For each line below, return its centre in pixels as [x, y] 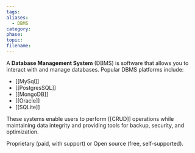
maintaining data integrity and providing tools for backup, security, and [95, 125]
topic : [15, 40]
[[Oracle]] [27, 100]
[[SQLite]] [27, 107]
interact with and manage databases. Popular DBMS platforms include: [95, 69]
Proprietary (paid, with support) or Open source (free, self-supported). [95, 143]
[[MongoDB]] [32, 94]
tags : [13, 12]
